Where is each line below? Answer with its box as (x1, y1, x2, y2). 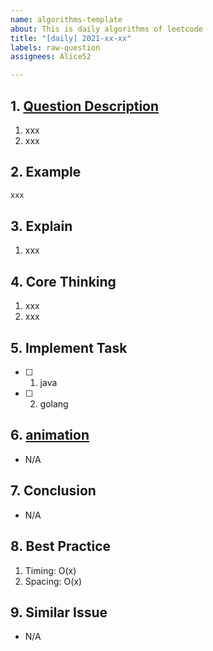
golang (39, 398, 69, 410)
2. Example (10, 164, 82, 181)
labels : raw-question (10, 42, 101, 53)
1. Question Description (10, 97, 160, 115)
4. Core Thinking (10, 273, 117, 290)
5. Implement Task (10, 339, 128, 356)
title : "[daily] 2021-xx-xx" (10, 33, 132, 43)
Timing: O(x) (24, 564, 77, 576)
